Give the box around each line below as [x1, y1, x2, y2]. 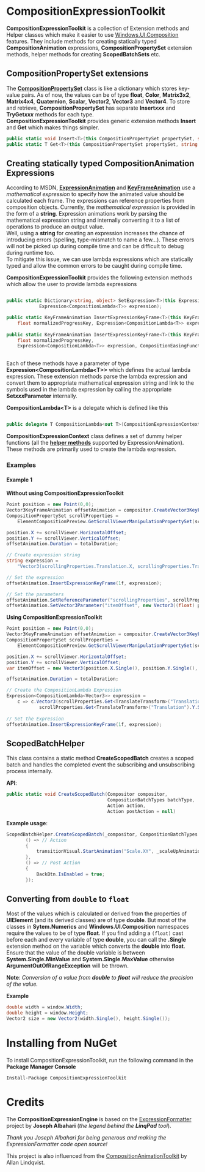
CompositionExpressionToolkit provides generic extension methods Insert [6, 117, 196, 124]
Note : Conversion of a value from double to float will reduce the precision [6, 974, 193, 981]
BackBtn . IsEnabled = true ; [36, 871, 105, 877]
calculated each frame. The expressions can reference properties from [6, 197, 185, 205]
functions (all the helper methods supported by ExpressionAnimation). [6, 439, 184, 447]
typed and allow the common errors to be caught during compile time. [6, 262, 183, 270]
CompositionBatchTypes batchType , [107, 797, 195, 803]
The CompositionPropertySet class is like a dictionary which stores [6, 85, 178, 92]
